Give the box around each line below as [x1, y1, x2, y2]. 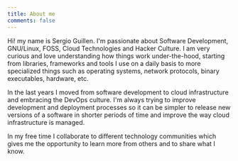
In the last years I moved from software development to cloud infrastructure [7, 88, 229, 96]
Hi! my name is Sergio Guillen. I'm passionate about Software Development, [7, 36, 229, 45]
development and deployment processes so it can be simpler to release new [7, 103, 231, 111]
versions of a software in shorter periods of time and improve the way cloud [7, 111, 229, 119]
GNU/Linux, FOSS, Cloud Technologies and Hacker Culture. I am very [7, 44, 210, 52]
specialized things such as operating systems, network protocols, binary [7, 67, 220, 75]
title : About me [7, 10, 55, 18]
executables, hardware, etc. [7, 74, 89, 82]
